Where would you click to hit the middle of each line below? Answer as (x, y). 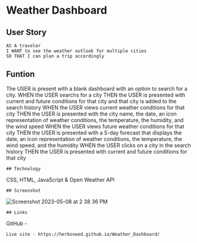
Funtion (21, 74)
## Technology (24, 169)
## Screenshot (24, 190)
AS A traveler (24, 46)
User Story (26, 32)
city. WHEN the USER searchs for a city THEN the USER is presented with (96, 95)
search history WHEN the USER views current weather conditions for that (96, 107)
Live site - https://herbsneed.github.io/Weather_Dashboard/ (83, 234)
